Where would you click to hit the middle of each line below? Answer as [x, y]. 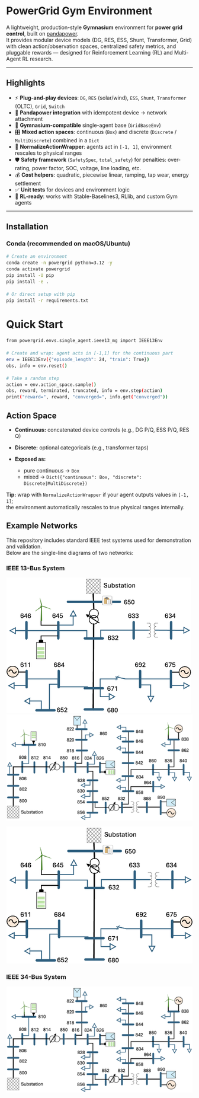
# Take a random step [33, 378]
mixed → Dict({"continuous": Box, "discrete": [83, 477]
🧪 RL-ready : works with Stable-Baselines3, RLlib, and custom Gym [96, 196]
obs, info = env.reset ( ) [37, 366]
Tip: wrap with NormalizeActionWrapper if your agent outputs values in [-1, [98, 494]
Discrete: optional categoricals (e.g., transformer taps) [82, 447]
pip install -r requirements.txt [47, 301]
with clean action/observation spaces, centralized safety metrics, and [91, 46]
